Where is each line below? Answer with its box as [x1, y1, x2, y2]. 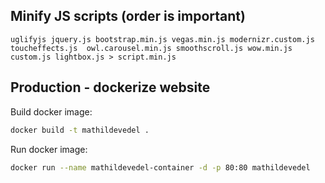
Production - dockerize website [10, 79, 211, 96]
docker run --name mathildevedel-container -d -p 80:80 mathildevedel [10, 162, 311, 173]
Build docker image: [10, 105, 93, 118]
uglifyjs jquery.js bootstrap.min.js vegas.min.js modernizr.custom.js [10, 34, 315, 44]
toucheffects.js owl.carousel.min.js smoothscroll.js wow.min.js [10, 43, 293, 53]
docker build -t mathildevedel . [10, 125, 150, 135]
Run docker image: [10, 143, 88, 155]
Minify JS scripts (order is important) [10, 8, 246, 25]
